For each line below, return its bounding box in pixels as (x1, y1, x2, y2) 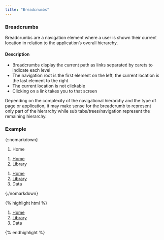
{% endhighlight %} (5, 230, 45, 236)
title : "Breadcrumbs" (5, 7, 50, 12)
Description (5, 51, 30, 57)
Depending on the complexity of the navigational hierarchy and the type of (5, 98, 157, 104)
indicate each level (12, 67, 51, 73)
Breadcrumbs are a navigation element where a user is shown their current (5, 34, 157, 40)
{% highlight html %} (5, 200, 48, 206)
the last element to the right (12, 78, 68, 84)
